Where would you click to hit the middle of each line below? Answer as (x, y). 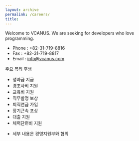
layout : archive (22, 10)
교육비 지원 (23, 92)
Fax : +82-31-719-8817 (36, 53)
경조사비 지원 (25, 86)
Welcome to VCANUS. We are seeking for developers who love (70, 33)
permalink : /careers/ (28, 14)
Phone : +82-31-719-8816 (39, 48)
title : (12, 19)
